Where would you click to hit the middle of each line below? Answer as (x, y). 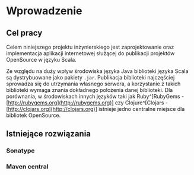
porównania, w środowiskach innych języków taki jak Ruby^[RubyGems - (95, 96)
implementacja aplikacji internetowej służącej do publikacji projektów (90, 53)
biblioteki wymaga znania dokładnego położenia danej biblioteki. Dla (90, 90)
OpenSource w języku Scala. (42, 60)
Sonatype (20, 151)
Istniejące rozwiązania (48, 134)
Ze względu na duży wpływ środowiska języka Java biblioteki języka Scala (97, 71)
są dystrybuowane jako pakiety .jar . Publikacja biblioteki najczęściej (90, 77)
